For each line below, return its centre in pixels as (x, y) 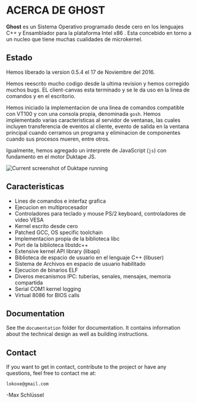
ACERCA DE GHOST (56, 10)
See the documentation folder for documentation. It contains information (93, 328)
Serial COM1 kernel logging (48, 289)
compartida (29, 282)
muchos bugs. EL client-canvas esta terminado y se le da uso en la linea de (98, 90)
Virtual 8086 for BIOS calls (47, 295)
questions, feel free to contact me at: (51, 373)
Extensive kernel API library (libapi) (57, 251)
